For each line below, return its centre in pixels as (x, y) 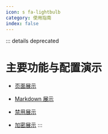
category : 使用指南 (29, 18)
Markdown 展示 (34, 99)
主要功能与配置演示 (54, 68)
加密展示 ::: (28, 125)
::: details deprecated (32, 41)
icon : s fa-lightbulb (33, 12)
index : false (22, 23)
